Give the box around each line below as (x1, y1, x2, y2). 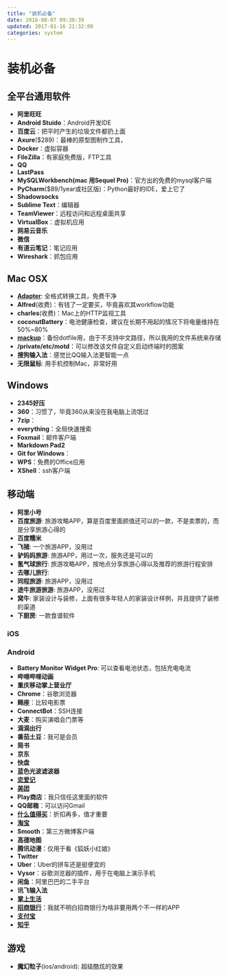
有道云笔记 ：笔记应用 (16, 244, 78, 252)
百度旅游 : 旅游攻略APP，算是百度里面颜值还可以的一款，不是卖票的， (16, 517, 214, 525)
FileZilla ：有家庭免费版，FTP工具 (16, 153, 112, 162)
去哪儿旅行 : (16, 568, 49, 577)
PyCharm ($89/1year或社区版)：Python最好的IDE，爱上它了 (16, 185, 185, 193)
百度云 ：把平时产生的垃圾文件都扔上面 (16, 127, 126, 136)
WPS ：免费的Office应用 (16, 458, 85, 466)
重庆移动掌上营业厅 (16, 680, 72, 689)
